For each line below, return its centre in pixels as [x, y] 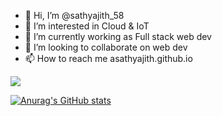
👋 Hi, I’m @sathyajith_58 [74, 15]
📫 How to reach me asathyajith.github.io [108, 58]
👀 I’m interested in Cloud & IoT [87, 26]
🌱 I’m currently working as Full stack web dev [118, 36]
